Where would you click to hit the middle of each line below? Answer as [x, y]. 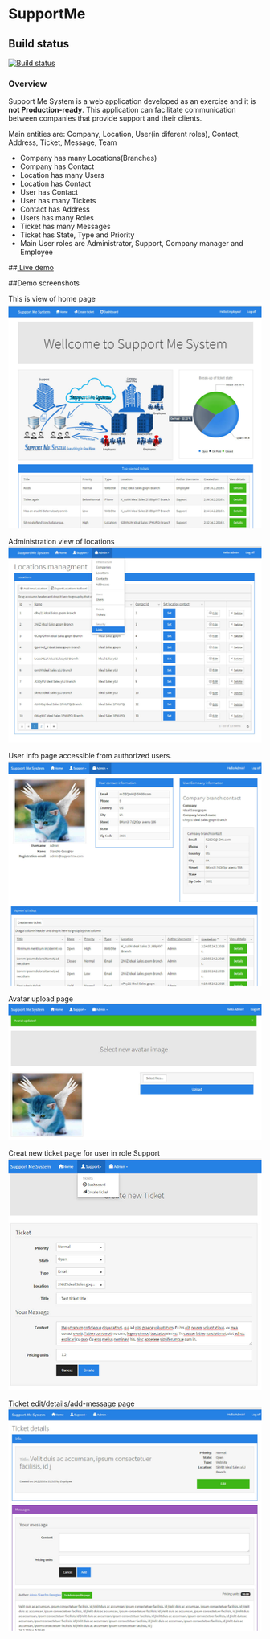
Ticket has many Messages [65, 227]
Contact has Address [55, 209]
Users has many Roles [57, 218]
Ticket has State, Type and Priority [77, 235]
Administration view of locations [61, 541]
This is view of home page [52, 299]
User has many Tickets [58, 201]
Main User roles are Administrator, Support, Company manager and [131, 244]
